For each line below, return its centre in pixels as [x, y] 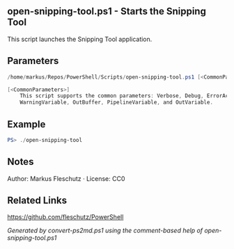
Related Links [37, 201]
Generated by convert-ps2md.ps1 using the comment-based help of [105, 231]
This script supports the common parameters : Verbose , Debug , [112, 96]
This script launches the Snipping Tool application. [80, 39]
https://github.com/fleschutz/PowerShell [65, 217]
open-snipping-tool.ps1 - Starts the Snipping [107, 11]
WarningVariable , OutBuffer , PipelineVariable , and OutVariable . [117, 103]
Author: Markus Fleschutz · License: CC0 [66, 178]
